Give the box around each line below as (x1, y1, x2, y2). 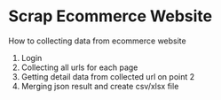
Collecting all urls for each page (20, 62, 138, 73)
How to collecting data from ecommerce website (8, 35, 187, 46)
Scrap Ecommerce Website (8, 6, 213, 27)
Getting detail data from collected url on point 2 (20, 71, 195, 81)
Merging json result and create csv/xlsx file (20, 81, 179, 91)
